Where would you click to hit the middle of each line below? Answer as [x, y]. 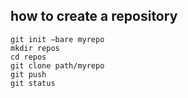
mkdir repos [35, 48]
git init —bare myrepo [57, 39]
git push [28, 74]
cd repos [28, 57]
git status [33, 83]
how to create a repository [94, 16]
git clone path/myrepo [57, 65]
